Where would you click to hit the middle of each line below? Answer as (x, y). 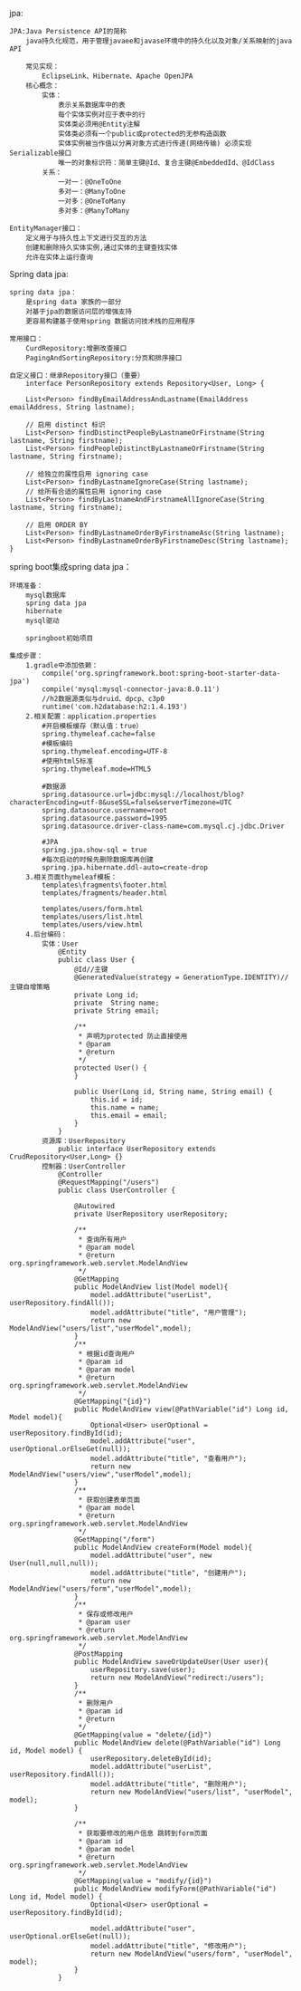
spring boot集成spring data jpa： (71, 567)
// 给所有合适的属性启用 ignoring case (94, 492)
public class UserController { (117, 1190)
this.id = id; (117, 1100)
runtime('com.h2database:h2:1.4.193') (115, 707)
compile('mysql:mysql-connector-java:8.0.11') (131, 689)
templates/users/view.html (93, 925)
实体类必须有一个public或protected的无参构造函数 (142, 134)
